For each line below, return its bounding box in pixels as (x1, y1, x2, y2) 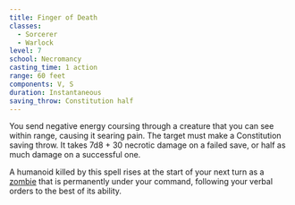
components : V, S (9, 80, 74, 89)
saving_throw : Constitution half (9, 96, 134, 106)
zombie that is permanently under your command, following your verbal (9, 176, 274, 187)
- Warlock (17, 38, 54, 47)
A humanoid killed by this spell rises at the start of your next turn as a (9, 167, 265, 177)
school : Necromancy (9, 55, 82, 64)
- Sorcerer (17, 30, 58, 38)
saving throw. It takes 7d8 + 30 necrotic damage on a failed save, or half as (9, 140, 286, 150)
